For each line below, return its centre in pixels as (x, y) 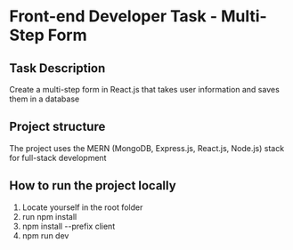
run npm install (49, 216)
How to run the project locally (93, 185)
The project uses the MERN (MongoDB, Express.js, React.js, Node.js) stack (147, 148)
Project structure (57, 127)
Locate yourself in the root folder (82, 207)
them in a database (45, 99)
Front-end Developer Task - (114, 16)
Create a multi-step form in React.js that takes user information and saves (145, 89)
